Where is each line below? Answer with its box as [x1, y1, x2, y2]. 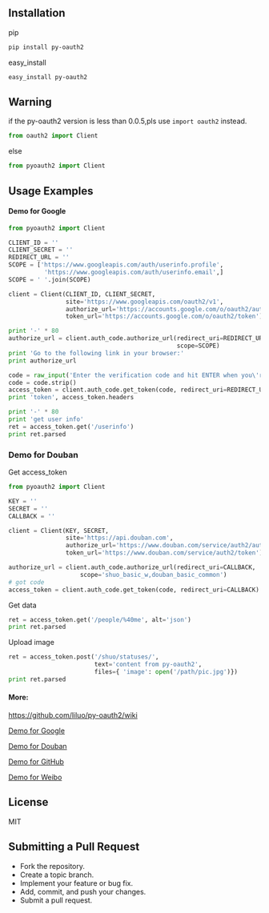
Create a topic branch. [19, 870, 94, 879]
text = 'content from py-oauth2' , [94, 660, 203, 669]
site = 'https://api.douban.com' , [65, 534, 174, 543]
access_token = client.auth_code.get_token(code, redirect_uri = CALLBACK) [8, 586, 260, 594]
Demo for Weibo [8, 772, 62, 782]
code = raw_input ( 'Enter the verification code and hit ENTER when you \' [8, 371, 260, 379]
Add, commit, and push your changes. [19, 887, 147, 896]
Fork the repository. [19, 861, 86, 871]
